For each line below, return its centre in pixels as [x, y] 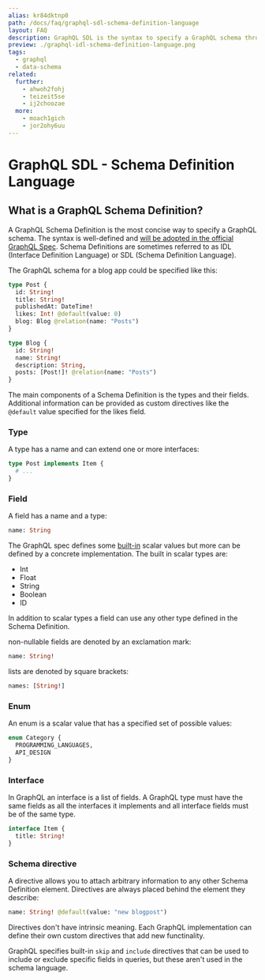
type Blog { [28, 343]
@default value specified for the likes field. [77, 412]
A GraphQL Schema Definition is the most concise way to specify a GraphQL [132, 229]
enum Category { [35, 738]
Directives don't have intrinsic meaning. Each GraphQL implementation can [130, 927]
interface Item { [37, 829]
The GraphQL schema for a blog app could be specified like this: [113, 270]
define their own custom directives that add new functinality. [106, 935]
